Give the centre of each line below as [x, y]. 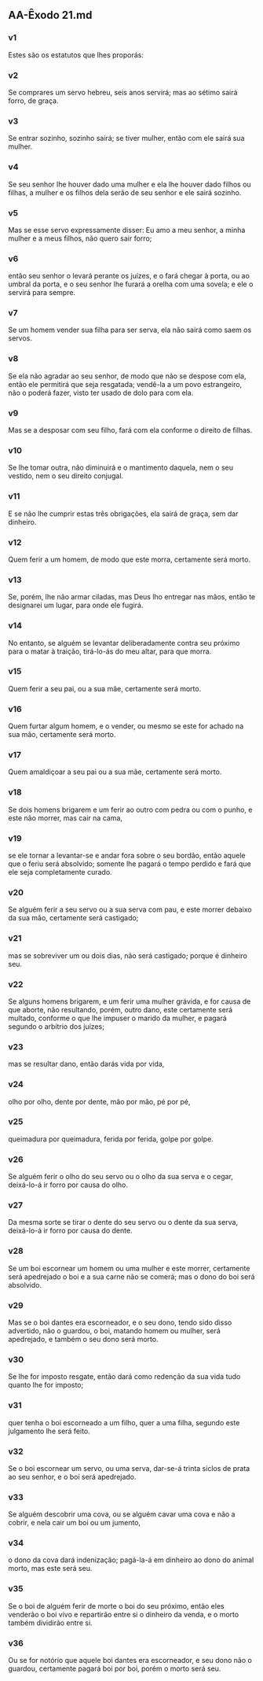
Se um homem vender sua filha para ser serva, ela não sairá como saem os [130, 330]
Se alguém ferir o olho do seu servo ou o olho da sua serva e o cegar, [121, 1177]
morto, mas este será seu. [50, 1569]
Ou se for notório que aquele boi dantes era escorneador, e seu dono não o [130, 1661]
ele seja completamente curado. [60, 872]
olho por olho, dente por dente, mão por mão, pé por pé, [99, 1101]
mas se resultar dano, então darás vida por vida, [86, 1064]
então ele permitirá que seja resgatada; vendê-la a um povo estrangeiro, [125, 384]
